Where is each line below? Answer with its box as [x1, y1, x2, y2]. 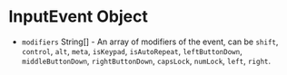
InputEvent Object [8, 6, 149, 27]
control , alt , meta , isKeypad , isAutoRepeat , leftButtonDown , [21, 45, 242, 56]
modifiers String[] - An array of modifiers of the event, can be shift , [21, 36, 279, 47]
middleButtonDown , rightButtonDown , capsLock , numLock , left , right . [21, 55, 272, 66]
